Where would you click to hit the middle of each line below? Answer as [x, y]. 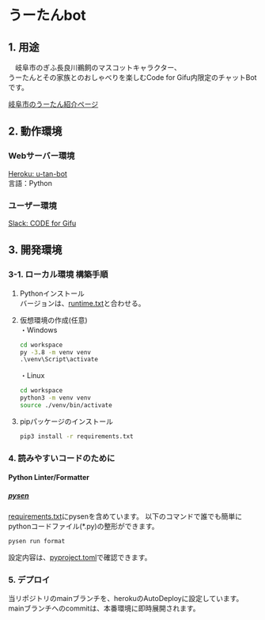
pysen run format [37, 542]
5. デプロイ [29, 580]
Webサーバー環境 [42, 156]
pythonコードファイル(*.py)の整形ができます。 [84, 527]
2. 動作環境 [35, 132]
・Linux [32, 376]
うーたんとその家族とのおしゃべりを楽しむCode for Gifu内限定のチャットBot [132, 77]
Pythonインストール [52, 293]
